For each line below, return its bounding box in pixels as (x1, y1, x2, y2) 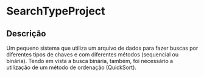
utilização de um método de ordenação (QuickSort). (6, 64, 137, 71)
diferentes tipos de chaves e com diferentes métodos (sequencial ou (6, 51, 178, 58)
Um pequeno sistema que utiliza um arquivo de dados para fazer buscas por (6, 44, 199, 52)
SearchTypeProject (6, 4, 105, 18)
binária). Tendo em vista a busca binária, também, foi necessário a (6, 58, 174, 64)
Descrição (6, 28, 46, 39)
